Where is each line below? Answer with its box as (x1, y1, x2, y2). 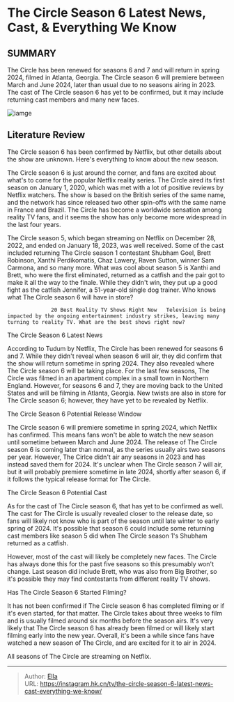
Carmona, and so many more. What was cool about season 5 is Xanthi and (7, 263, 221, 272)
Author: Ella (24, 672, 58, 680)
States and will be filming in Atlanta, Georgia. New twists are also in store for (7, 389, 226, 397)
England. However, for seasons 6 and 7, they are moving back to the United (7, 381, 223, 389)
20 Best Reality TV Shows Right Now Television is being (51, 306, 226, 313)
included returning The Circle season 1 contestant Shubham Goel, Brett (7, 249, 211, 257)
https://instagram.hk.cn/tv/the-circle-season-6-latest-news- (40, 679, 214, 687)
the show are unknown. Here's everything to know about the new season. (7, 155, 219, 163)
